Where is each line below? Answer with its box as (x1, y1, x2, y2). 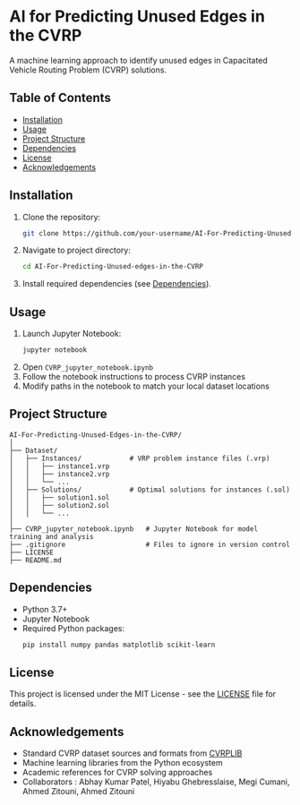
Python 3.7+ (21, 604, 68, 614)
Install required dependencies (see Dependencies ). (21, 278, 212, 289)
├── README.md (9, 555, 63, 565)
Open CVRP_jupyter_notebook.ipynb (21, 362, 154, 373)
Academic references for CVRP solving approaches (21, 767, 213, 778)
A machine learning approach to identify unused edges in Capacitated (9, 55, 269, 65)
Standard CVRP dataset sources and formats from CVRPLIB (21, 748, 243, 758)
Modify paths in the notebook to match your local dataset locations (21, 381, 270, 391)
